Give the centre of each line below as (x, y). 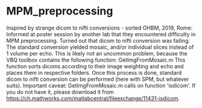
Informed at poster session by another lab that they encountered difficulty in (101, 34)
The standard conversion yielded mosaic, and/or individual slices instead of (100, 47)
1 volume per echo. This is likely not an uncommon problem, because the (97, 53)
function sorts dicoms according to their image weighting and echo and (95, 66)
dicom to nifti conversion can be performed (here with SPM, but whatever (98, 79)
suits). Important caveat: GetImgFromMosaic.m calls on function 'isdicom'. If (101, 85)
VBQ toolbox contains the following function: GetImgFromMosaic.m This (96, 60)
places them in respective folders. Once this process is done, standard (94, 72)
